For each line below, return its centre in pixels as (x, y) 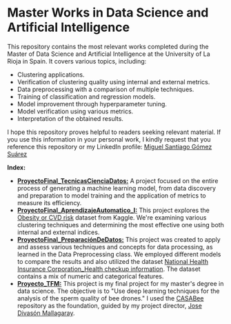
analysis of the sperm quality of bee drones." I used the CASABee (110, 298)
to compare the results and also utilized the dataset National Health (113, 261)
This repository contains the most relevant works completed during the (108, 46)
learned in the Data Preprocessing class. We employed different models (119, 254)
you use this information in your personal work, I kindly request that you (109, 139)
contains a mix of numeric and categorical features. (90, 276)
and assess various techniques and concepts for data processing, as (115, 247)
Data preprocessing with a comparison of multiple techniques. (106, 89)
